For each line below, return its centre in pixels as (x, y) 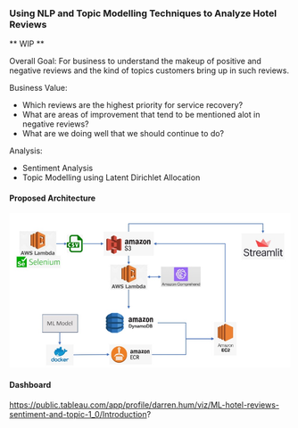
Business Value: (39, 88)
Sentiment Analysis (58, 169)
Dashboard (30, 385)
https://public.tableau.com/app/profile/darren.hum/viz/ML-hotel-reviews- (144, 405)
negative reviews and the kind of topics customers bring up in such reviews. (149, 70)
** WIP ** (27, 44)
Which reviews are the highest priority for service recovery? (132, 105)
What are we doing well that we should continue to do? (123, 134)
